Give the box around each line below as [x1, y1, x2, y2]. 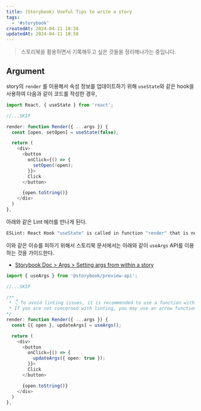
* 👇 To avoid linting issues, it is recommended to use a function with [8, 300, 195, 306]
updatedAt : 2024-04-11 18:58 [6, 31, 79, 37]
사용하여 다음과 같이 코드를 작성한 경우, [6, 90, 98, 97]
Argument [6, 66, 45, 76]
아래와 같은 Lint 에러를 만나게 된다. [6, 218, 87, 225]
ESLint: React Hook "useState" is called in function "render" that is [6, 230, 188, 236]
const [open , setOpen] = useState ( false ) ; [11, 129, 119, 135]
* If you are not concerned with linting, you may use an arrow [8, 306, 172, 312]
